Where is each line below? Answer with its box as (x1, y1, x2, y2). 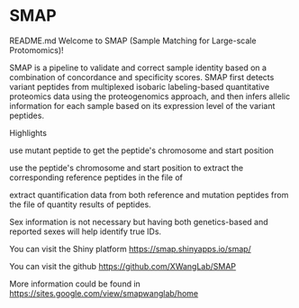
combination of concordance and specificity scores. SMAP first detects (9, 71, 275, 82)
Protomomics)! (9, 44, 65, 55)
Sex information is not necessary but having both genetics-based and (9, 216, 268, 227)
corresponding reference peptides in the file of (9, 172, 183, 183)
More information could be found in (9, 278, 141, 289)
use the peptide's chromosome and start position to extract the (9, 162, 244, 173)
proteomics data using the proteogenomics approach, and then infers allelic (9, 91, 291, 102)
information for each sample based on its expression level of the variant (9, 100, 276, 111)
